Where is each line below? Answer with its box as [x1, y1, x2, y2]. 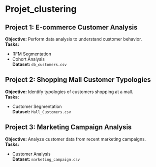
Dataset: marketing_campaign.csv [12, 156, 80, 162]
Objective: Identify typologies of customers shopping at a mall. [5, 89, 134, 95]
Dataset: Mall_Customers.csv [12, 108, 71, 114]
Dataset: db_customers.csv [12, 62, 67, 67]
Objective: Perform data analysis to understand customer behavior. [5, 36, 142, 42]
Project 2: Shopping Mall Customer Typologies [5, 75, 151, 84]
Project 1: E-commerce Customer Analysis [5, 23, 138, 32]
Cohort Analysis [12, 56, 45, 62]
